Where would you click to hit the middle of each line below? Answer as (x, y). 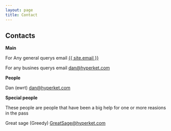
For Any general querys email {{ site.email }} (52, 58)
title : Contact (22, 15)
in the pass (17, 113)
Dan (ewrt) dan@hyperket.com (38, 88)
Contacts (20, 36)
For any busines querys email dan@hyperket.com (58, 68)
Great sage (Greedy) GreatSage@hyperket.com (56, 123)
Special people (22, 98)
